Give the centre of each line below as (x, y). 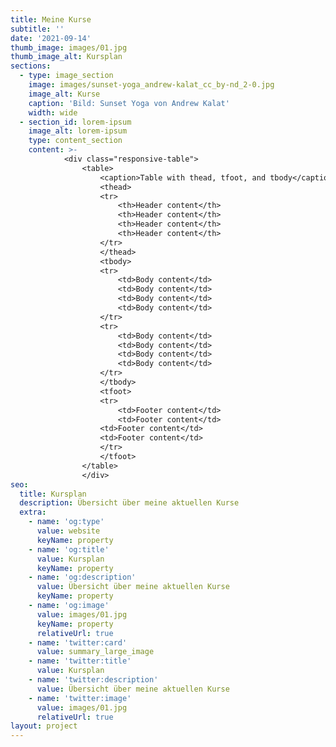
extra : (33, 512)
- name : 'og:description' (82, 577)
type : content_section (75, 141)
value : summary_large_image (95, 652)
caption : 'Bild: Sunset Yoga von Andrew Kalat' (129, 103)
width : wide (53, 112)
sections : (31, 66)
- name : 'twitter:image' (80, 698)
